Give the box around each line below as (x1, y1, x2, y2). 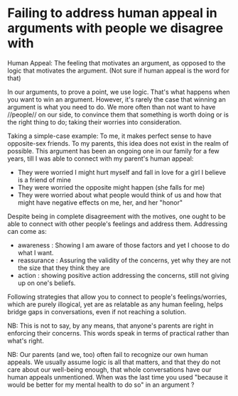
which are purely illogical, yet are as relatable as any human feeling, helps (7, 300, 224, 309)
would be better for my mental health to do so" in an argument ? (7, 380, 195, 389)
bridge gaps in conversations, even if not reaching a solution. (7, 307, 187, 316)
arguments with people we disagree (7, 20, 224, 36)
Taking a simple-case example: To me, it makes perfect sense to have (7, 132, 212, 140)
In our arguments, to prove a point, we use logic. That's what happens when (7, 87, 230, 96)
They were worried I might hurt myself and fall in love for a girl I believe (17, 168, 226, 176)
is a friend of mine (17, 176, 71, 184)
